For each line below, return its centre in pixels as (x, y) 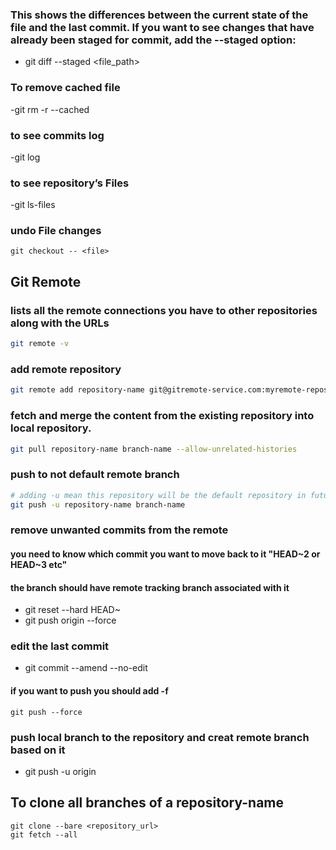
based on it (38, 750)
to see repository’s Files (70, 183)
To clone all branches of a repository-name (147, 803)
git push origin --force (70, 620)
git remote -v (40, 344)
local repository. (51, 428)
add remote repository (66, 369)
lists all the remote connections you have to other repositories (164, 310)
